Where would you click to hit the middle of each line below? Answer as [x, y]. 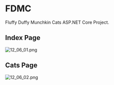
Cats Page [21, 65]
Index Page [23, 38]
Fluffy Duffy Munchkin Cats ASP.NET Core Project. [57, 22]
